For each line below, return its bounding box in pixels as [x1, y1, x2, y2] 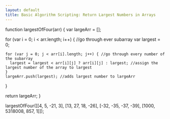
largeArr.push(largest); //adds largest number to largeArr [5, 74, 136, 79]
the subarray [5, 56, 33, 61]
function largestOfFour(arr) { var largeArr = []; [5, 26, 101, 32]
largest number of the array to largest [5, 65, 93, 70]
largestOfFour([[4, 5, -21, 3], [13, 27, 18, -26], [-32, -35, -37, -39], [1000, [5, 103, 155, 109]
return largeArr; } [5, 92, 41, 99]
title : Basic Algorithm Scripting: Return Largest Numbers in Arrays [5, 12, 156, 17]
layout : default [5, 7, 40, 13]
